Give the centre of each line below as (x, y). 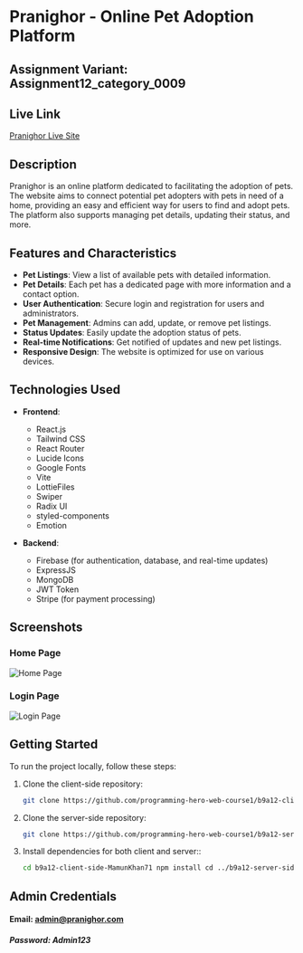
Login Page (35, 696)
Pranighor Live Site (45, 136)
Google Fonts (61, 467)
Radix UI (52, 506)
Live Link (35, 114)
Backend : (41, 543)
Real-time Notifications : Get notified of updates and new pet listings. (152, 342)
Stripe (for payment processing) (95, 598)
